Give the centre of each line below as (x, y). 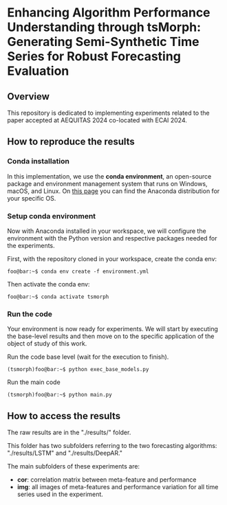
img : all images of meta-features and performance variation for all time (118, 487)
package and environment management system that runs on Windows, (107, 183)
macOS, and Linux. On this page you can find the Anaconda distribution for (113, 191)
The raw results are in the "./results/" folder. (69, 433)
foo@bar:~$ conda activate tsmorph (58, 297)
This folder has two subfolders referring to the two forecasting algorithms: (112, 446)
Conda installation (39, 161)
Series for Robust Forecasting (94, 57)
